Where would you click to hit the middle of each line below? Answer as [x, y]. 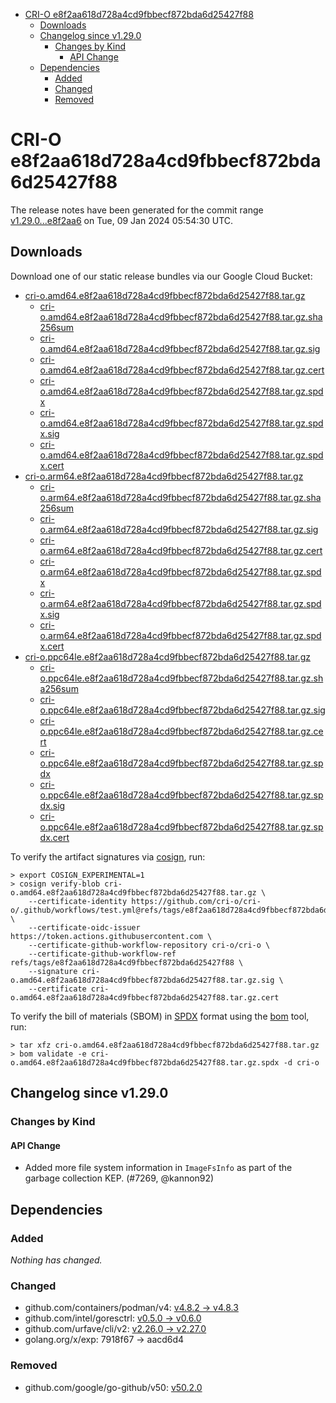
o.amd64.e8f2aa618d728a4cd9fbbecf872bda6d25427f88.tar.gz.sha [181, 316]
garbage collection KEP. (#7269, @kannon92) [119, 1178]
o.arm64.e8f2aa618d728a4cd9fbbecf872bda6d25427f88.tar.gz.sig [179, 529]
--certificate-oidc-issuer [84, 927]
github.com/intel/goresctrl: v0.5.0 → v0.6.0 [113, 1318]
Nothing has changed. [56, 1260]
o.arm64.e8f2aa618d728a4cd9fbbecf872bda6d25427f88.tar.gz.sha [180, 497]
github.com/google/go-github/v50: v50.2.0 [113, 1387]
